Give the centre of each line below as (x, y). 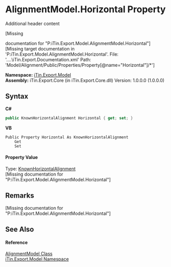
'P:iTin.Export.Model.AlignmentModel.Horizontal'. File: (62, 54)
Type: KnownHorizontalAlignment (40, 168)
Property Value (22, 157)
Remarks (20, 196)
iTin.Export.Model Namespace (37, 259)
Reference (17, 242)
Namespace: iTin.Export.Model (38, 75)
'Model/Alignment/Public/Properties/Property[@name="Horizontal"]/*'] (80, 65)
